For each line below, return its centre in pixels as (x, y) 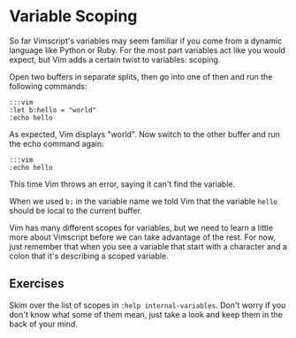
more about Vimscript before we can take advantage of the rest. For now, (142, 237)
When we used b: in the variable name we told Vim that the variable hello (144, 201)
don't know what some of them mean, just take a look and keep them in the (146, 314)
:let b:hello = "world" (53, 110)
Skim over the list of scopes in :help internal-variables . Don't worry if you (148, 305)
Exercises (37, 284)
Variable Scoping (73, 16)
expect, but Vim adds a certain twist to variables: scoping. (115, 59)
